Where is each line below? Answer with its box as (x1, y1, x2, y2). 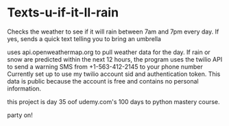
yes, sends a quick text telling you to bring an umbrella (7, 34, 161, 42)
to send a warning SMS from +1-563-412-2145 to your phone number (7, 62, 204, 71)
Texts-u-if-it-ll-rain (7, 5, 119, 21)
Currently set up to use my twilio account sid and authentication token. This (7, 70, 221, 78)
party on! (7, 111, 33, 119)
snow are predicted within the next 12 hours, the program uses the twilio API (7, 55, 223, 63)
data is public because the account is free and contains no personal (7, 77, 199, 85)
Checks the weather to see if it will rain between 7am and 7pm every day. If (7, 27, 219, 36)
